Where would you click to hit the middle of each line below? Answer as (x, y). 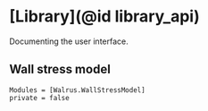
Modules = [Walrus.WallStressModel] (77, 90)
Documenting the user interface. (69, 41)
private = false (39, 98)
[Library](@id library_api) (104, 17)
